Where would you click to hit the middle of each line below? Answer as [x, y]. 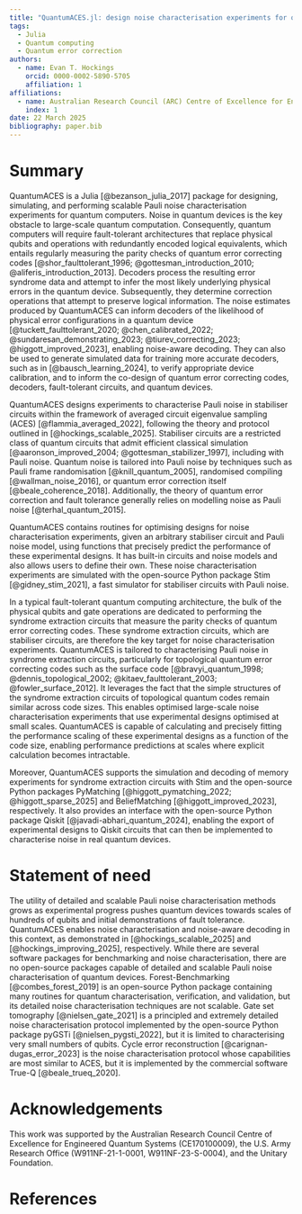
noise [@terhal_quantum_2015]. [68, 509]
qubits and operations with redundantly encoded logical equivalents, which [148, 243]
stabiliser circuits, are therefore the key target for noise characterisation [142, 640]
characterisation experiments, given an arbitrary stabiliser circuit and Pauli [147, 536]
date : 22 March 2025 [48, 118]
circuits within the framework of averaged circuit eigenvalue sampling [138, 414]
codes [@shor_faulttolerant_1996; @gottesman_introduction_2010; [132, 263]
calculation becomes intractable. [70, 755]
